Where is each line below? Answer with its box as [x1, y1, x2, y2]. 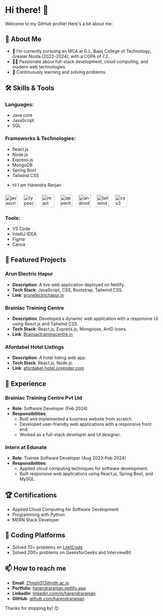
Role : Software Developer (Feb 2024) [12, 405, 88, 411]
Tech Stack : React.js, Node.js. [12, 360, 73, 366]
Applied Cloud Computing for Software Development [12, 507, 119, 513]
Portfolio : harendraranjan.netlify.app [12, 585, 86, 591]
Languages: [5, 101, 34, 108]
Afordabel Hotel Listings [5, 343, 64, 350]
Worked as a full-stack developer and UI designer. [19, 431, 121, 437]
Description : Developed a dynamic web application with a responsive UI [12, 315, 158, 322]
